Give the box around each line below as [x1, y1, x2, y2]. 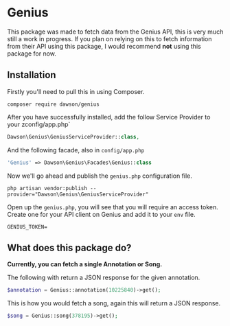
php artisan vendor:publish [7, 185, 88, 191]
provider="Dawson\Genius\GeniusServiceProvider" [7, 191, 149, 198]
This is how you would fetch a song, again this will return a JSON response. [7, 299, 221, 307]
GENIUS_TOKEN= [7, 223, 48, 231]
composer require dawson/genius [7, 101, 100, 108]
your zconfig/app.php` [7, 120, 71, 128]
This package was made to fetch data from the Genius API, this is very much [7, 27, 224, 36]
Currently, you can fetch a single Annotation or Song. [7, 260, 163, 268]
